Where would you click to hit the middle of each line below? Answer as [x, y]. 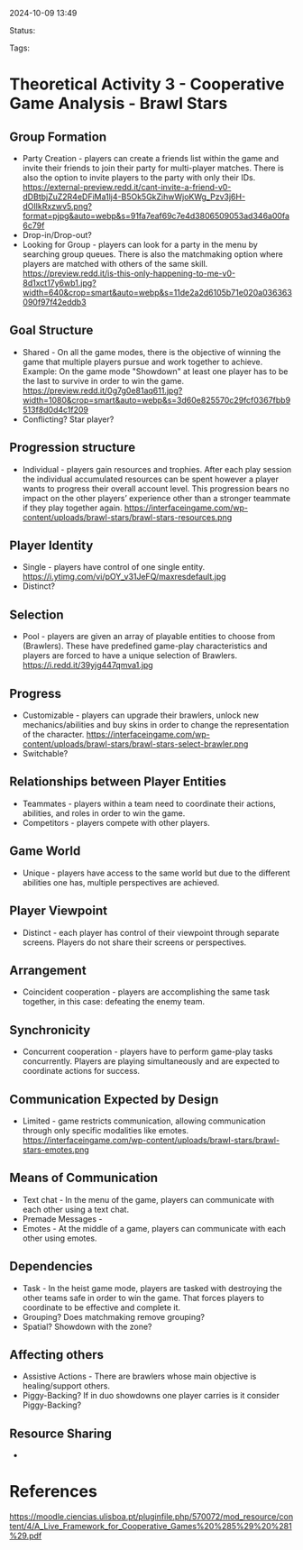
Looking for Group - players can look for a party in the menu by [140, 244]
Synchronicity [50, 1030]
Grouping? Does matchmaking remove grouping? [114, 1316]
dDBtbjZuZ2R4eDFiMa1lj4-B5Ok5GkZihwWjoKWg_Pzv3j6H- [134, 197]
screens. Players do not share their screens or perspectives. [134, 942]
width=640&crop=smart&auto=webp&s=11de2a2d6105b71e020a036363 [157, 293]
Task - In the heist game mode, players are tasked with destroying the [152, 1288]
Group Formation [58, 137]
